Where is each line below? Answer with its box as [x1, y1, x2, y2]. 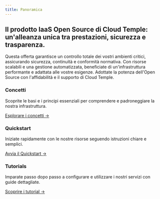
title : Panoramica [5, 7, 42, 12]
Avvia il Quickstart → [5, 150, 47, 157]
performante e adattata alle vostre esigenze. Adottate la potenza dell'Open [5, 69, 155, 75]
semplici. [5, 141, 23, 147]
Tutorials [5, 163, 27, 170]
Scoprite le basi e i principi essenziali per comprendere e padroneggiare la [5, 98, 155, 103]
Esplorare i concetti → [5, 112, 50, 118]
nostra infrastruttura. [5, 103, 47, 109]
